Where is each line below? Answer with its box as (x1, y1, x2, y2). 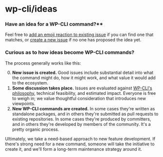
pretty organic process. (12, 126, 59, 132)
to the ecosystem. (12, 80, 49, 86)
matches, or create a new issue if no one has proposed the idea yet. (5, 37, 142, 43)
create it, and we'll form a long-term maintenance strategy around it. (5, 146, 142, 152)
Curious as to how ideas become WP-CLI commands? (5, 49, 135, 56)
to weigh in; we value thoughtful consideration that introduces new (12, 95, 146, 101)
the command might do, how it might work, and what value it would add (12, 74, 156, 81)
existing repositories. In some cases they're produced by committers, (12, 116, 151, 122)
